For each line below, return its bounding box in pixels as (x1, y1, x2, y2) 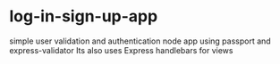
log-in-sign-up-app (9, 6, 158, 27)
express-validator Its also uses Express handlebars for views (9, 44, 233, 55)
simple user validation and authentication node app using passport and (9, 36, 271, 46)
